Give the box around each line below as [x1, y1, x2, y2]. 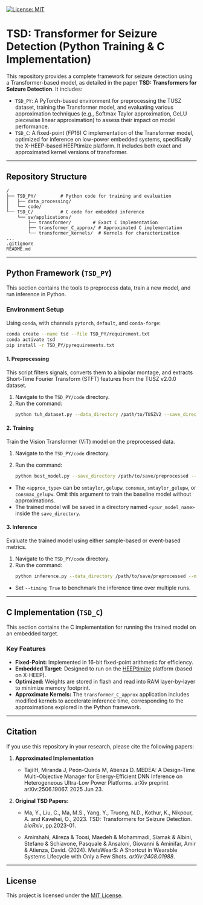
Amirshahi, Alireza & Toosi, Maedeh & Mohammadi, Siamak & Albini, [24, 833, 193, 840]
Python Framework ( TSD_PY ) [6, 268, 112, 278]
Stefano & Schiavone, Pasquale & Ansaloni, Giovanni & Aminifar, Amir [24, 840, 196, 847]
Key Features [6, 644, 47, 653]
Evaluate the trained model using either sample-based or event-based [6, 537, 181, 544]
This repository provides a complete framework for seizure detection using [6, 73, 193, 80]
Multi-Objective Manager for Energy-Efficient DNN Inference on [24, 773, 183, 780]
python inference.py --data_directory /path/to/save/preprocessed [14, 573, 186, 579]
